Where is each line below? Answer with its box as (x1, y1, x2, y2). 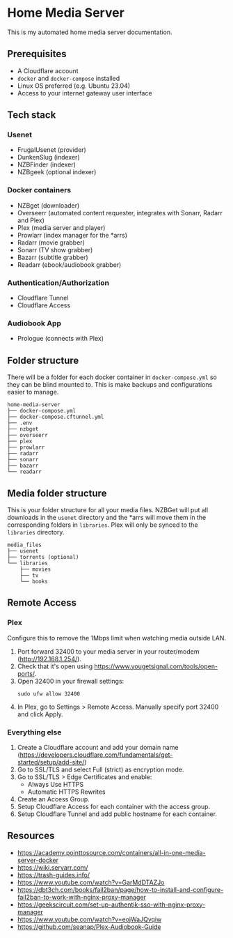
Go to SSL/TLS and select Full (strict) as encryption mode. (17, 765, 184, 774)
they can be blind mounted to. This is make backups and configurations (7, 380, 213, 389)
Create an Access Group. (17, 794, 90, 803)
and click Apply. (17, 709, 64, 718)
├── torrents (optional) (7, 553, 79, 560)
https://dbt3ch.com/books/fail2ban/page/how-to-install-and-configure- (17, 885, 224, 893)
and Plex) (17, 216, 45, 224)
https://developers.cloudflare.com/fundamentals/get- (19, 751, 173, 759)
